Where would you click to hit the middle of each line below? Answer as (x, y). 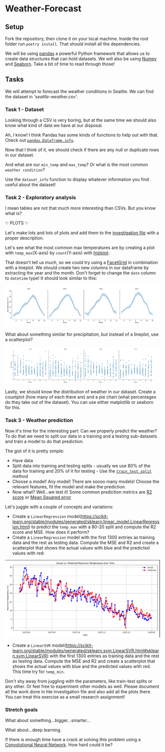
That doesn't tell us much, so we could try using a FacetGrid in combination (82, 263)
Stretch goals (21, 710)
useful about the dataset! (30, 185)
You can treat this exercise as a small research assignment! (65, 697)
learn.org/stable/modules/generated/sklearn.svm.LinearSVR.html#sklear (86, 650)
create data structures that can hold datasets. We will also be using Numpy (81, 59)
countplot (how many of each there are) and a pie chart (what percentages (81, 397)
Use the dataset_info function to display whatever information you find (77, 179)
